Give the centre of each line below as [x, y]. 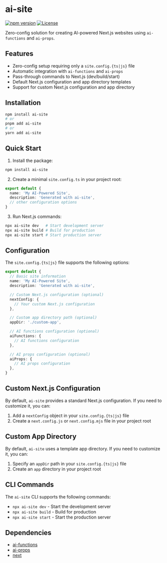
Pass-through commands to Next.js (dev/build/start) [66, 76]
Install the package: [33, 160]
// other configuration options [43, 202]
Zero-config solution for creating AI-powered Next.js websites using [75, 32]
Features [19, 54]
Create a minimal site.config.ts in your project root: [67, 179]
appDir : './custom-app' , [35, 322]
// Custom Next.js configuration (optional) [57, 294]
